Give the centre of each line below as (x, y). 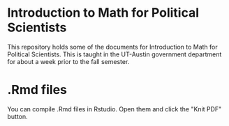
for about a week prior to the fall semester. (68, 61)
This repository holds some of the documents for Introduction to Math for (112, 47)
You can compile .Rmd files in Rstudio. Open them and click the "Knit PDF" (114, 109)
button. (17, 116)
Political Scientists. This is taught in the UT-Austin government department (114, 54)
